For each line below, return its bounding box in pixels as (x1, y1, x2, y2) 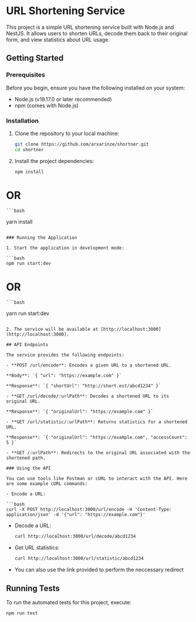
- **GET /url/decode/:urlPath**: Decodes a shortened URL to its (6, 393, 169, 400)
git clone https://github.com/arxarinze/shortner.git (14, 141, 149, 147)
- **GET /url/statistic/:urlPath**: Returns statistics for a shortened (6, 419, 188, 425)
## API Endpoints (6, 342, 49, 348)
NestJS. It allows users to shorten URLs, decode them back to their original (6, 29, 188, 36)
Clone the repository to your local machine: (14, 129, 119, 137)
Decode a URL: (14, 522, 52, 529)
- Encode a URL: (6, 491, 46, 497)
